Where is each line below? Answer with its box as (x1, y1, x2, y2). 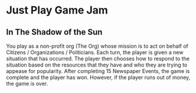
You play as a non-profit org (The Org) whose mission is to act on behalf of (6, 42, 189, 49)
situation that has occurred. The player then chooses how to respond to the (6, 55, 190, 62)
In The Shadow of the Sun (6, 27, 103, 37)
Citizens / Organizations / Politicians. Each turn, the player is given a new (6, 49, 184, 56)
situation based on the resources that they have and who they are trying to (6, 61, 188, 68)
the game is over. (6, 80, 48, 87)
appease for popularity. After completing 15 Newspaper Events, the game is (6, 68, 190, 74)
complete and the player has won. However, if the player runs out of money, (6, 74, 191, 81)
